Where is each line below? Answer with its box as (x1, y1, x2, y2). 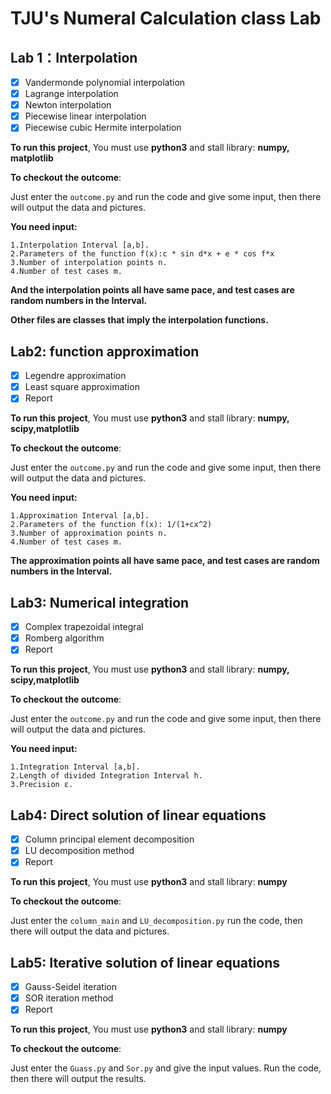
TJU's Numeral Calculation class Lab (10, 7, 322, 30)
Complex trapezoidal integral (24, 621, 144, 633)
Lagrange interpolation (24, 88, 119, 100)
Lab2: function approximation (10, 343, 200, 360)
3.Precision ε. (10, 780, 74, 790)
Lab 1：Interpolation (10, 49, 138, 66)
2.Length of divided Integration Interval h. (10, 771, 203, 781)
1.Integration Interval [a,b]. (10, 762, 141, 772)
